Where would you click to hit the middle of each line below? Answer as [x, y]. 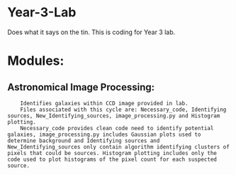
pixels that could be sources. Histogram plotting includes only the [112, 153]
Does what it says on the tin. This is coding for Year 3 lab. [91, 32]
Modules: [36, 61]
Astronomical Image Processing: [81, 87]
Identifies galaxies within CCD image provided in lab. [105, 103]
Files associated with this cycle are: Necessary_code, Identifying [123, 110]
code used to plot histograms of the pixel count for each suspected [112, 159]
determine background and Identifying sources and [84, 140]
